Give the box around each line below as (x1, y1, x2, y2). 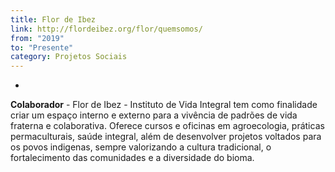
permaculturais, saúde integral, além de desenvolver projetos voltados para (10, 131, 322, 143)
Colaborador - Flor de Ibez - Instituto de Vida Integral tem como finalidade (10, 99, 318, 111)
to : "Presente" (10, 42, 74, 53)
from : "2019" (10, 33, 65, 43)
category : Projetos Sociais (10, 52, 128, 62)
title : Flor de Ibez (10, 14, 97, 25)
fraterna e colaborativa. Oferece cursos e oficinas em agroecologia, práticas (10, 120, 325, 132)
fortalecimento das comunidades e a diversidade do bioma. (10, 152, 255, 164)
